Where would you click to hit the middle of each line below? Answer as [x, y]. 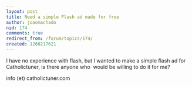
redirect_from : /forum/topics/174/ [50, 39]
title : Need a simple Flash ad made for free [63, 17]
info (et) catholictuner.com [38, 78]
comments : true [25, 33]
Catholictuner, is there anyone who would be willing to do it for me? [88, 67]
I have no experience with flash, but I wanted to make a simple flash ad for [96, 60]
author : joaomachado [31, 22]
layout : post [22, 11]
